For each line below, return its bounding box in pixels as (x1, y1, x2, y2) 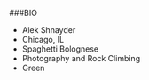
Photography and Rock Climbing (21, 53, 140, 63)
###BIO (9, 8, 38, 18)
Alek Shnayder (21, 25, 76, 35)
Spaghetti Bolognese (21, 44, 99, 54)
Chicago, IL (21, 35, 65, 44)
